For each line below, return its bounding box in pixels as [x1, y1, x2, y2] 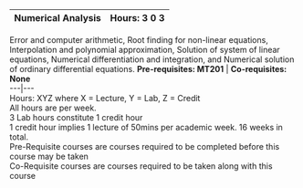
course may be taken [9, 151, 89, 162]
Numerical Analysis [14, 12, 102, 24]
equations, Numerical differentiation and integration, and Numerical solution [9, 54, 295, 65]
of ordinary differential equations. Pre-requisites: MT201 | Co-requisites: [9, 64, 287, 74]
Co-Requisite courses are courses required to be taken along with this [9, 161, 273, 172]
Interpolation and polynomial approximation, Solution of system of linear [9, 45, 280, 55]
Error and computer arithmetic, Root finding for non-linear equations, [9, 35, 269, 45]
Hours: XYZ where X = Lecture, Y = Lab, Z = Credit [9, 93, 201, 103]
